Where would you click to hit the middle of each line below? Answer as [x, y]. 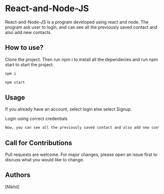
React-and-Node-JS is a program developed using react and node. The [77, 22]
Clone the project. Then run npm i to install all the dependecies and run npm [82, 59]
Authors [18, 175]
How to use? [24, 48]
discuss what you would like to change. [45, 160]
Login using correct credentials [36, 119]
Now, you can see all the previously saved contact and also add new [77, 128]
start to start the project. [30, 64]
